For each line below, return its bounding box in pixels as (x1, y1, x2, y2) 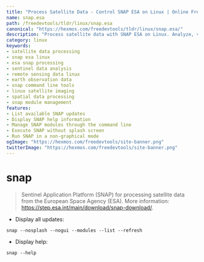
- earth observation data (6, 77, 72, 83)
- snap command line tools (6, 83, 75, 89)
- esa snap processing (6, 60, 64, 66)
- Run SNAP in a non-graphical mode (6, 133, 99, 140)
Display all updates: (15, 215, 64, 222)
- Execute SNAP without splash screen (6, 128, 104, 134)
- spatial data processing (6, 94, 75, 100)
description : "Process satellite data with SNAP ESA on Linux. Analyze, (6, 32, 194, 38)
